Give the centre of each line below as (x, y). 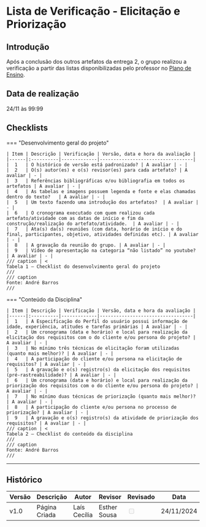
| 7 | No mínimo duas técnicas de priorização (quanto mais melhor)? (101, 396)
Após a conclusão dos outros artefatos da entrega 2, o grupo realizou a (97, 62)
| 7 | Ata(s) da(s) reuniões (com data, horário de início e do (94, 229)
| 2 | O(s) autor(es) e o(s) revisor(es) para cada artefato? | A (97, 170)
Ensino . (16, 74)
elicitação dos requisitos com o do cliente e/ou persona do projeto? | (101, 337)
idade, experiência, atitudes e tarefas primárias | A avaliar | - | (97, 327)
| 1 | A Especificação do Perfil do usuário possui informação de (97, 321)
